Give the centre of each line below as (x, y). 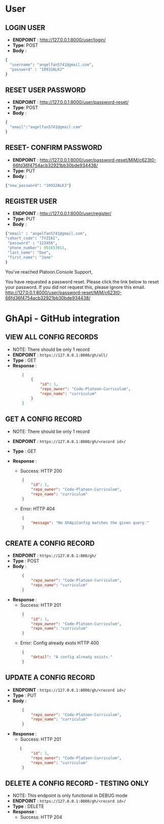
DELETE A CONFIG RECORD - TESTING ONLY (77, 783)
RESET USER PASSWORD (46, 90)
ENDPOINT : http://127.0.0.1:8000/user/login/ (59, 40)
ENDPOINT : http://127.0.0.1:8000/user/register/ (62, 214)
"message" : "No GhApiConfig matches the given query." (90, 523)
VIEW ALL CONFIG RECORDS (52, 337)
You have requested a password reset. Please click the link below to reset (82, 282)
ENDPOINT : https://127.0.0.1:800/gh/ (54, 555)
